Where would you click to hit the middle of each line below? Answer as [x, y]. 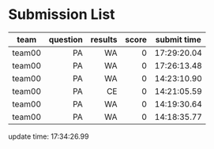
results [104, 39]
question [66, 39]
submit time [178, 39]
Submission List [62, 15]
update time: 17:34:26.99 [49, 136]
